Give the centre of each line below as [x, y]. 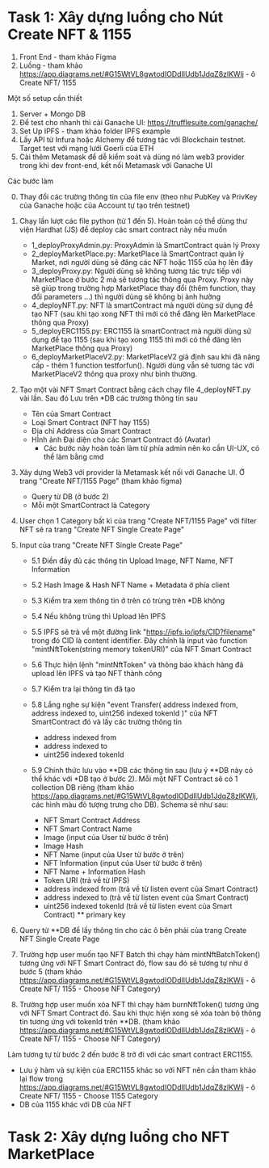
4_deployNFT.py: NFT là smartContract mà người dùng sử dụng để [142, 305]
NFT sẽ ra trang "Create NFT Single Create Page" [102, 529]
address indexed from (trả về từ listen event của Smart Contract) [151, 889]
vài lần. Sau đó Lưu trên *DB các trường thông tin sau [109, 398]
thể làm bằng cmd [74, 456]
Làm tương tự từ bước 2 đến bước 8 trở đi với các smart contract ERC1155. [130, 1054]
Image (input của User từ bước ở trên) [106, 837]
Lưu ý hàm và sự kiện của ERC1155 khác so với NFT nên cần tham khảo [137, 1069]
